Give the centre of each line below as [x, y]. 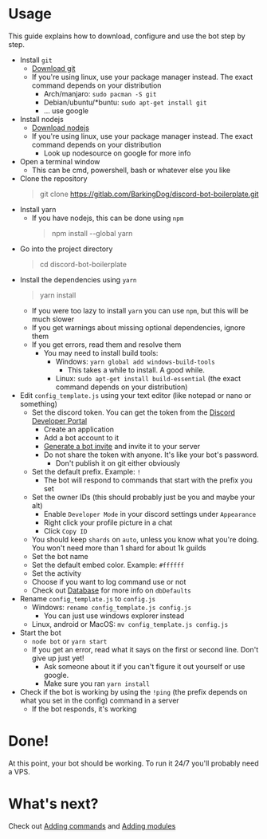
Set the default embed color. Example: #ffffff [108, 565]
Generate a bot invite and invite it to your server [122, 446]
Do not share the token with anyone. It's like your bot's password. [151, 455]
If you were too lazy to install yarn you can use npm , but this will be [140, 310]
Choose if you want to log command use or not [109, 581]
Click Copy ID [65, 530]
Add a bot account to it [81, 437]
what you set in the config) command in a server [99, 700]
